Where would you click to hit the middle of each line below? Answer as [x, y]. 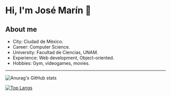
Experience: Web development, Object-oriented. [63, 58]
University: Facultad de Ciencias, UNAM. [55, 52]
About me [21, 29]
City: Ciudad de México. [38, 41]
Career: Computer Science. [41, 47]
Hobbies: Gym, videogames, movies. [51, 63]
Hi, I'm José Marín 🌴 [48, 10]
